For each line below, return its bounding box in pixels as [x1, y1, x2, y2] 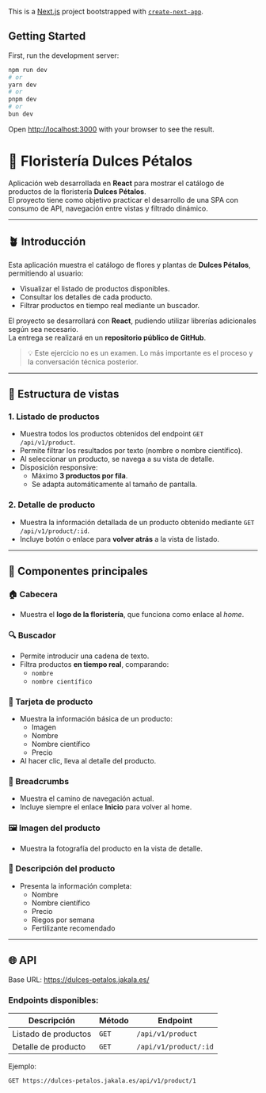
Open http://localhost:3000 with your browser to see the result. [8, 124, 215, 134]
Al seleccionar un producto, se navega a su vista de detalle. [19, 455, 215, 464]
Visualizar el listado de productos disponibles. [19, 284, 170, 293]
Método [98, 1015, 129, 1026]
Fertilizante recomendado [31, 923, 116, 933]
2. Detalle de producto [8, 499, 96, 510]
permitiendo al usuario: [8, 268, 84, 278]
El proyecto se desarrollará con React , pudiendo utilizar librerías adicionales [8, 316, 256, 326]
